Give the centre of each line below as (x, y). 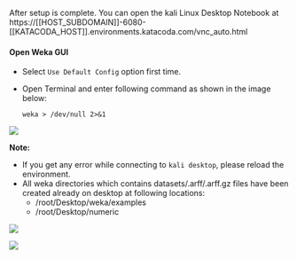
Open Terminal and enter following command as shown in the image (146, 89)
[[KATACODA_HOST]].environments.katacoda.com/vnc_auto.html (129, 31)
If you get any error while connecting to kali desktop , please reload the (153, 165)
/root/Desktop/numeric (77, 212)
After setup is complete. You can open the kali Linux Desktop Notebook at (144, 13)
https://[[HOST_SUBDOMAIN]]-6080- (78, 22)
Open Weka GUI (39, 51)
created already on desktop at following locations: (113, 193)
